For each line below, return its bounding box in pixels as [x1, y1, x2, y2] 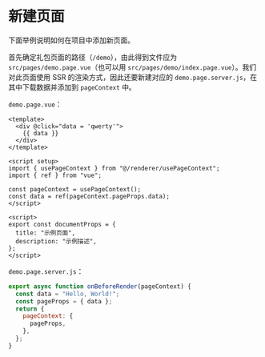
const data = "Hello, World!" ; [15, 290, 120, 298]
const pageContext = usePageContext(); [8, 185, 142, 193]
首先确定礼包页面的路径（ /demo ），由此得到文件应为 [8, 52, 178, 62]
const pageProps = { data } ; [15, 297, 113, 305]
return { [15, 305, 45, 313]
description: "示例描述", [15, 237, 98, 245]
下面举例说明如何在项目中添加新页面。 [8, 35, 135, 45]
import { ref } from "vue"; [8, 171, 102, 179]
